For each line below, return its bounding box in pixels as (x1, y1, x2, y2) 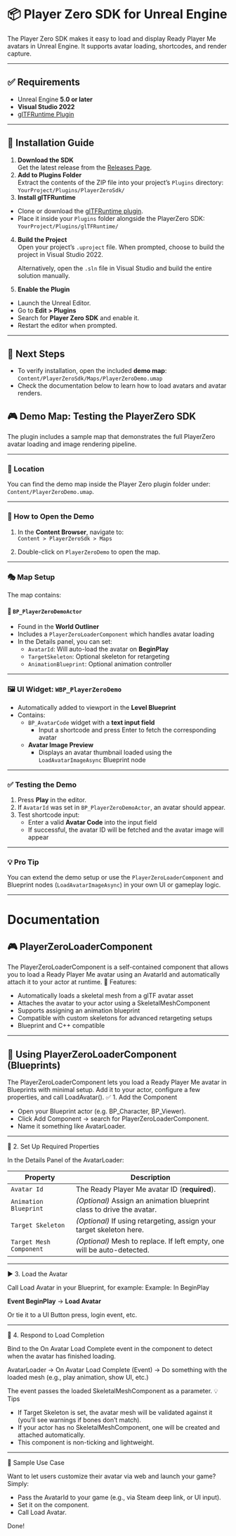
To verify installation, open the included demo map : (17, 367, 167, 375)
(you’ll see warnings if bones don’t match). (17, 1416, 142, 1424)
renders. (17, 389, 42, 398)
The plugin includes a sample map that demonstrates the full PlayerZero (7, 433, 216, 441)
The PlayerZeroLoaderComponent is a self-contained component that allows (7, 963, 229, 972)
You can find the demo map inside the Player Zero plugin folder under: (7, 480, 211, 488)
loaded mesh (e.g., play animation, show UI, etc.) (7, 1373, 149, 1381)
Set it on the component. (17, 1500, 89, 1509)
